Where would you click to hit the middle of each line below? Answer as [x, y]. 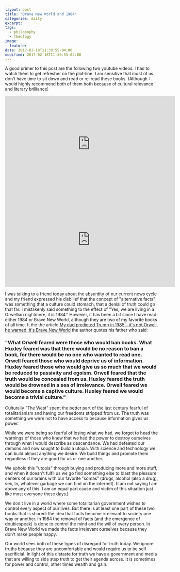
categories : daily [24, 18]
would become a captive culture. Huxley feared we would [74, 391]
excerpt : [14, 23]
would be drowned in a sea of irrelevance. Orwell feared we [76, 385]
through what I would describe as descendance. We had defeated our [75, 443]
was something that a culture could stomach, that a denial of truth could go [80, 304]
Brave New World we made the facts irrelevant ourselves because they [76, 529]
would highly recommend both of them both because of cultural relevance [79, 84]
